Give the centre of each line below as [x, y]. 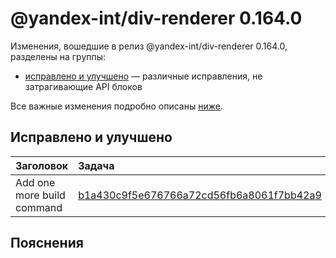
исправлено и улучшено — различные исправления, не [143, 76]
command [39, 207]
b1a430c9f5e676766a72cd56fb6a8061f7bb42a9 [200, 195]
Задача [96, 165]
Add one [35, 182]
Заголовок [42, 165]
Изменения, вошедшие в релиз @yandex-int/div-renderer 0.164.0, [149, 46]
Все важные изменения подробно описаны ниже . [116, 106]
